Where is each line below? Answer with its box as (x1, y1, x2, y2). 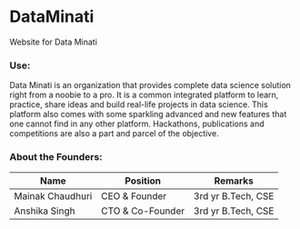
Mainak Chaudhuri (14, 189, 93, 202)
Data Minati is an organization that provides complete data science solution (9, 80, 291, 91)
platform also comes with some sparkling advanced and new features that (9, 109, 287, 120)
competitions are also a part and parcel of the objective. (9, 128, 220, 139)
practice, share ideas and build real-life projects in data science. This (9, 99, 268, 110)
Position (124, 174, 162, 187)
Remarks (214, 174, 255, 187)
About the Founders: (9, 151, 103, 164)
